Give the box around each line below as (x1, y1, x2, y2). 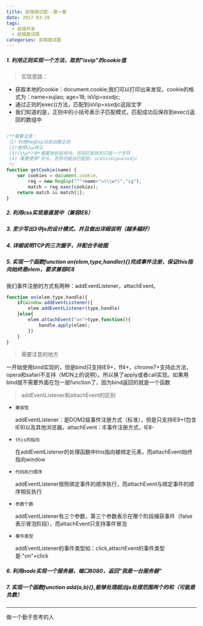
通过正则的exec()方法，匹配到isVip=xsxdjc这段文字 (14, 100, 142, 108)
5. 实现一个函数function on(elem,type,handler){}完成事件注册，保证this (6, 258, 188, 266)
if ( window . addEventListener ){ (17, 300, 94, 306)
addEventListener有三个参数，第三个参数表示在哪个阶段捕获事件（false (14, 512, 193, 520)
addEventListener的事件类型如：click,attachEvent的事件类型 (14, 545, 165, 552)
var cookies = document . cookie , (17, 173, 98, 179)
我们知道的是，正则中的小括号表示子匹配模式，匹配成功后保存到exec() (14, 108, 190, 116)
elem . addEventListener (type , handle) (28, 305, 120, 311)
